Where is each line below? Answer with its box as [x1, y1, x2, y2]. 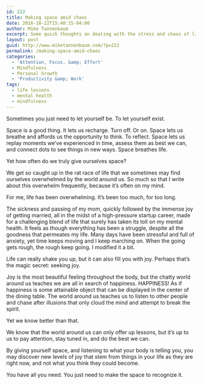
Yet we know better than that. [6, 317, 79, 324]
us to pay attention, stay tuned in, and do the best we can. [6, 335, 150, 342]
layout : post [6, 37, 39, 43]
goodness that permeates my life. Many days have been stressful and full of [6, 231, 195, 238]
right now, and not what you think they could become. [6, 359, 139, 367]
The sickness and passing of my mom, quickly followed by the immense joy [6, 205, 194, 212]
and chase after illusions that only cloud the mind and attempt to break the [6, 299, 191, 306]
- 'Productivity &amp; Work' [11, 76, 85, 82]
